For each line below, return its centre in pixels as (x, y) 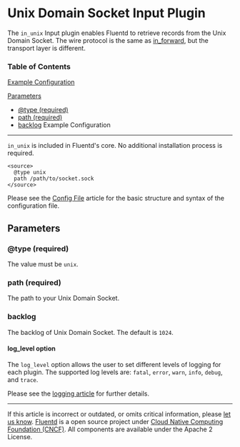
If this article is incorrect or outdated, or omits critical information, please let (119, 414)
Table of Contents (39, 66)
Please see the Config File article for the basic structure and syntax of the (116, 199)
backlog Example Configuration (64, 125)
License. (20, 436)
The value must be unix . (43, 264)
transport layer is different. (46, 48)
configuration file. (33, 206)
